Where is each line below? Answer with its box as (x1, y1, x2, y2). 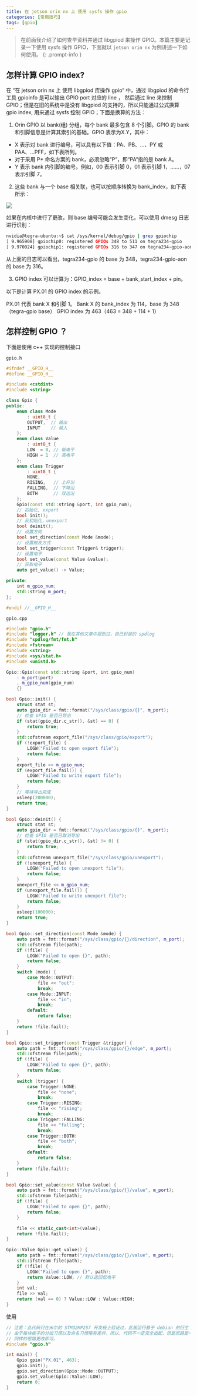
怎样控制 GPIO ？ (6, 327, 67, 337)
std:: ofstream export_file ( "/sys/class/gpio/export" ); (16, 734, 154, 740)
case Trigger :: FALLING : (27, 1116, 85, 1122)
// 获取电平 (16, 561, 42, 568)
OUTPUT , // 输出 (27, 419, 67, 426)
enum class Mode (16, 408, 57, 414)
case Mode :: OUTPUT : (27, 975, 75, 980)
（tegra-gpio (6, 307, 37, 315)
